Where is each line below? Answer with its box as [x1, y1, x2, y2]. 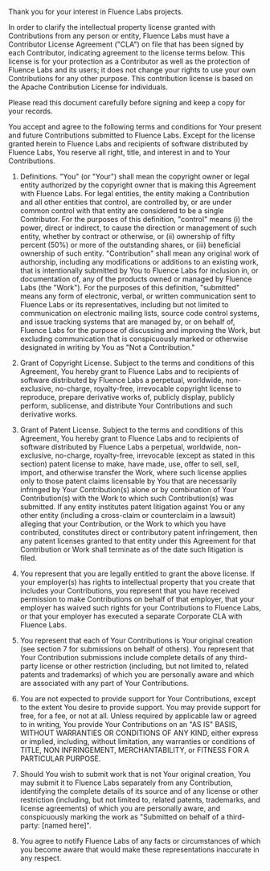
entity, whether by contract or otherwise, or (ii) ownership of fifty [19, 232, 235, 240]
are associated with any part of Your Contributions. [19, 679, 190, 688]
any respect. [19, 853, 62, 863]
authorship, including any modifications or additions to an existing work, [19, 257, 259, 266]
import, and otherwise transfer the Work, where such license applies [19, 468, 247, 477]
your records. [8, 106, 54, 116]
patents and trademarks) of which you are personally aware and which [19, 670, 255, 679]
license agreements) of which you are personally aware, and [19, 803, 221, 813]
